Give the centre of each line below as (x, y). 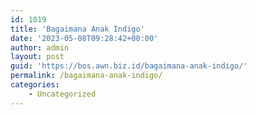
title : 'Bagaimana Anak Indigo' (77, 29)
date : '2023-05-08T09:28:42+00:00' (84, 38)
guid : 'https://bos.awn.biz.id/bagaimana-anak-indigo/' (129, 66)
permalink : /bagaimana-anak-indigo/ (86, 76)
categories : (35, 85)
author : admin (40, 47)
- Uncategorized (62, 94)
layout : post (37, 57)
